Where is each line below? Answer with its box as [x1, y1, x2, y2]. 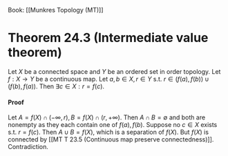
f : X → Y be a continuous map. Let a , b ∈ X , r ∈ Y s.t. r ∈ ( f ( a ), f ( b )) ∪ [8, 75, 209, 83]
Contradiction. [8, 143, 49, 151]
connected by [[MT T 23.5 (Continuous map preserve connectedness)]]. [8, 135, 214, 144]
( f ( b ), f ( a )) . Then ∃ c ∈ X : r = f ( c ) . [8, 82, 105, 90]
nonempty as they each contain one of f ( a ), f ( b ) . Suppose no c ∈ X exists [8, 121, 218, 129]
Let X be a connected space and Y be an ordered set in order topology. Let [8, 67, 221, 75]
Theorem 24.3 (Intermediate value [8, 30, 209, 46]
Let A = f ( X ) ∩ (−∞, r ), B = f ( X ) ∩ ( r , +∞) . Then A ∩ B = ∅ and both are [8, 113, 206, 121]
